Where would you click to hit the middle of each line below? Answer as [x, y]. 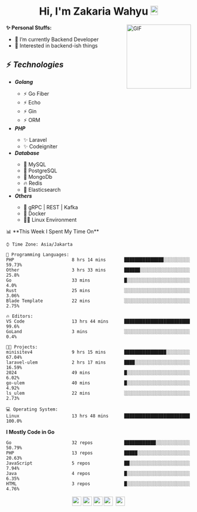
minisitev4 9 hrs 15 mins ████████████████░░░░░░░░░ [98, 352]
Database [27, 153]
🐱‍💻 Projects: [22, 347]
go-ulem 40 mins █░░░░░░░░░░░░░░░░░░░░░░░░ [98, 383]
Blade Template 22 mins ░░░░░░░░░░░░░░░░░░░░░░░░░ [98, 301]
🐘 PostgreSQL [40, 170]
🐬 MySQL [35, 164]
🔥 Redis [33, 183]
